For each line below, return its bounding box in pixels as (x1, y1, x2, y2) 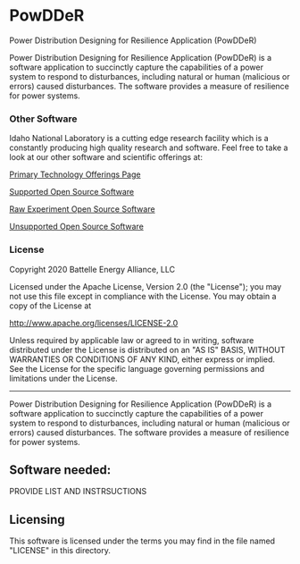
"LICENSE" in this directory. (9, 545, 112, 556)
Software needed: (9, 462, 112, 477)
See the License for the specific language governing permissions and (9, 363, 265, 374)
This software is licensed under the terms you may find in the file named (9, 535, 275, 546)
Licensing (9, 511, 65, 527)
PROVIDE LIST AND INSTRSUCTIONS (9, 486, 147, 497)
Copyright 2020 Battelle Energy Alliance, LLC (9, 264, 176, 274)
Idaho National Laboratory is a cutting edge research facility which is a (9, 133, 270, 144)
